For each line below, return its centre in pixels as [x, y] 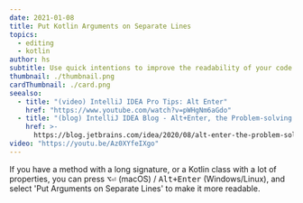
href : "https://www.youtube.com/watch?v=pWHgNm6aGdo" [129, 110]
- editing [36, 43]
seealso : [26, 93]
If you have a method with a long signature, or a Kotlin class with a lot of [143, 169]
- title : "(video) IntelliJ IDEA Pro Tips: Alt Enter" [123, 101]
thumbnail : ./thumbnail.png [62, 77]
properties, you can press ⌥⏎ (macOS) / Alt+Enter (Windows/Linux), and [147, 179]
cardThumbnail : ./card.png [60, 85]
